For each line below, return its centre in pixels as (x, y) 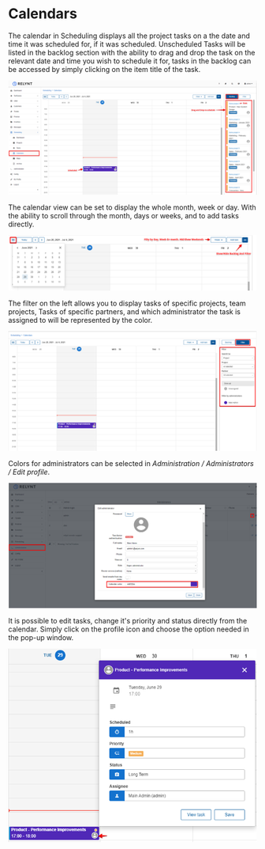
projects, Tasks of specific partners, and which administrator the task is (125, 311)
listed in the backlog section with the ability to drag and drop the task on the (132, 52)
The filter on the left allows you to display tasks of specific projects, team (127, 303)
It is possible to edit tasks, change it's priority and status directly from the (128, 620)
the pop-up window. (41, 637)
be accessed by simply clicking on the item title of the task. (105, 69)
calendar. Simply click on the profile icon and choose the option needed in (129, 629)
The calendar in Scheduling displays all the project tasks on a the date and (129, 36)
